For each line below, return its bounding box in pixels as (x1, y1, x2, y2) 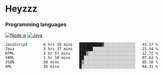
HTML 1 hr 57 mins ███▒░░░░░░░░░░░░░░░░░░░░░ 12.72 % (5, 51, 158, 56)
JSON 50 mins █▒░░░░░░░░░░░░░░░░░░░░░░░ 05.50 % (5, 60, 158, 65)
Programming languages (5, 21, 67, 28)
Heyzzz (5, 3, 38, 15)
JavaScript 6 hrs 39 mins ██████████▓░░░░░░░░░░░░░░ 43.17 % (5, 42, 158, 47)
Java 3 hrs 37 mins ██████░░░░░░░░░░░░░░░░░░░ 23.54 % (5, 46, 158, 52)
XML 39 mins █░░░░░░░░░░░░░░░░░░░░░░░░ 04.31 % (5, 64, 158, 69)
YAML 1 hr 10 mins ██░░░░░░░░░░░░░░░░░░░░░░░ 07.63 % (5, 55, 158, 60)
